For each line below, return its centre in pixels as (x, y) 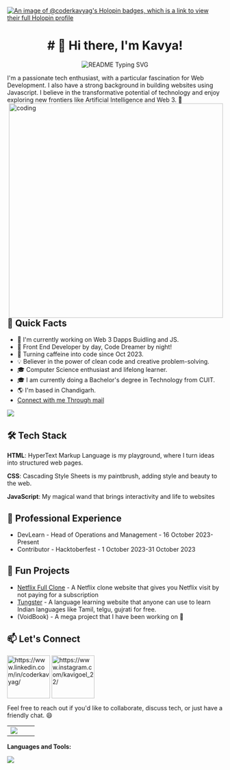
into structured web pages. (45, 463)
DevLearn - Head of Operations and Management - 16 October (105, 535)
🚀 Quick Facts (37, 323)
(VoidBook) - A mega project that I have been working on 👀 (100, 616)
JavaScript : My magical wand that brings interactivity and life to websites (111, 497)
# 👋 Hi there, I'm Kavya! (115, 46)
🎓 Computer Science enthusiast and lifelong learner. (92, 370)
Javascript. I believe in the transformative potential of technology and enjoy (114, 92)
